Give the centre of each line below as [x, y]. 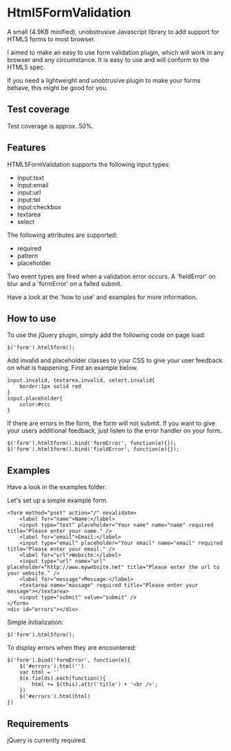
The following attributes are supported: [63, 235]
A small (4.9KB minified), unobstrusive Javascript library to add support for [113, 32]
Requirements [38, 724]
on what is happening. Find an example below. [73, 368]
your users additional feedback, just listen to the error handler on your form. [114, 431]
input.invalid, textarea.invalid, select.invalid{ [81, 380]
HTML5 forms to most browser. [52, 39]
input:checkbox [39, 207]
